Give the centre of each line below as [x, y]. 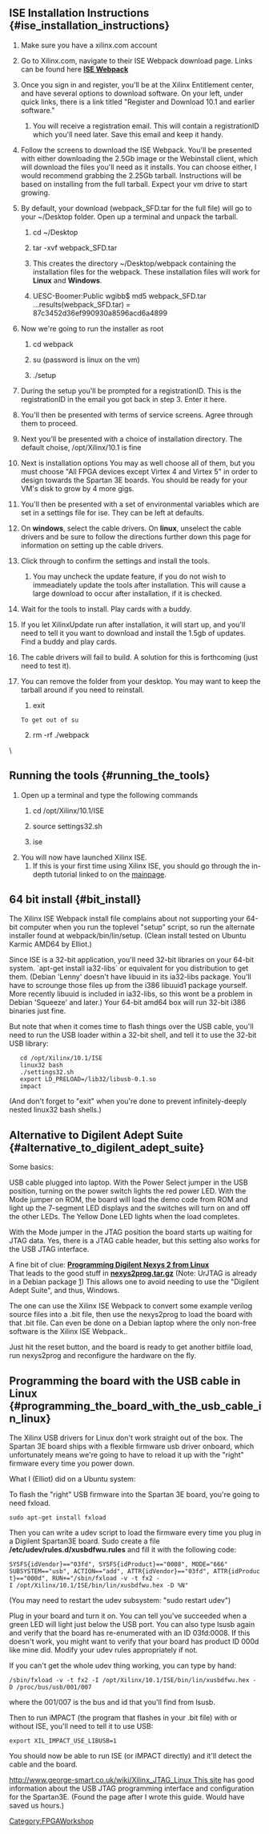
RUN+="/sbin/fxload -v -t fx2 [102, 1579]
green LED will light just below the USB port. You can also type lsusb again [132, 1625]
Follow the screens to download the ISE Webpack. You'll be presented [136, 150]
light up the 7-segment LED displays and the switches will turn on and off [130, 1208]
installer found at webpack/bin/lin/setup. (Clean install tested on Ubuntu [128, 936]
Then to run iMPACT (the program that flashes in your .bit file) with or [123, 1718]
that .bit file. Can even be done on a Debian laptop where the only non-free [133, 1323]
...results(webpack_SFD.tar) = [82, 304]
